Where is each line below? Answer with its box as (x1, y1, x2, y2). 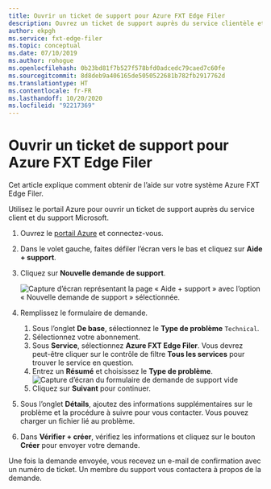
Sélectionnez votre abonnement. (31, 332, 141, 342)
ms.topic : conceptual (8, 42, 81, 50)
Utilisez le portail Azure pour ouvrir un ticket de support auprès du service (8, 205, 256, 214)
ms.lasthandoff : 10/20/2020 (8, 94, 103, 102)
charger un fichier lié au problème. (19, 416, 135, 426)
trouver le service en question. (31, 358, 135, 367)
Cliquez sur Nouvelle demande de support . (19, 268, 166, 278)
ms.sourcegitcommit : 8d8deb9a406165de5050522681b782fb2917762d (8, 72, 226, 80)
